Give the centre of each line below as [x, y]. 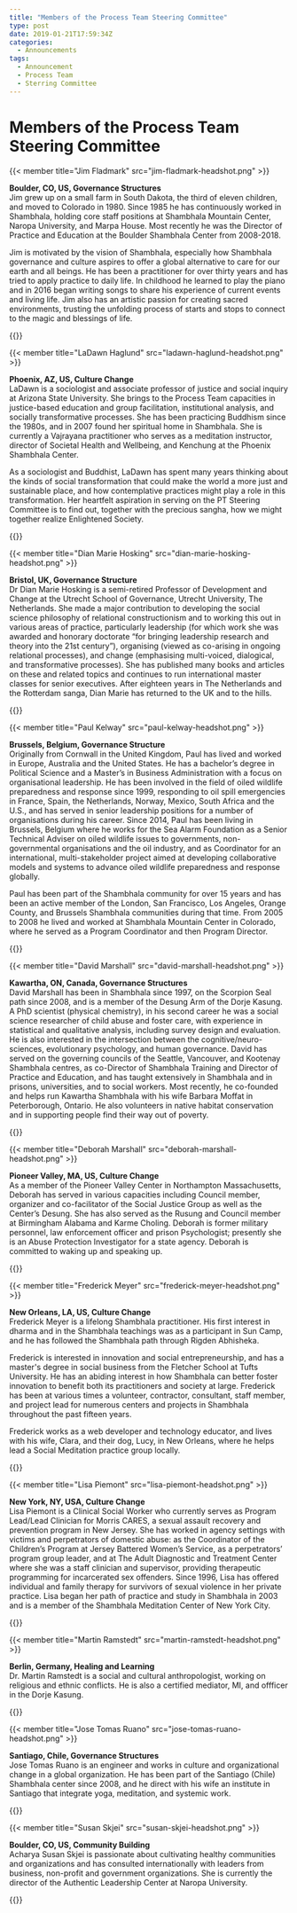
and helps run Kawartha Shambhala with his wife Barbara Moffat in [131, 1095]
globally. [25, 876]
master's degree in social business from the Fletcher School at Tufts [134, 1367]
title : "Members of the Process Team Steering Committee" [118, 17]
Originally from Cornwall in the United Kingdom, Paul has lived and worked [145, 754]
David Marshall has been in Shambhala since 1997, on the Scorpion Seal [141, 992]
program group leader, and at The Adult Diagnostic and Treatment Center [143, 1558]
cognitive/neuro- [232, 1039]
